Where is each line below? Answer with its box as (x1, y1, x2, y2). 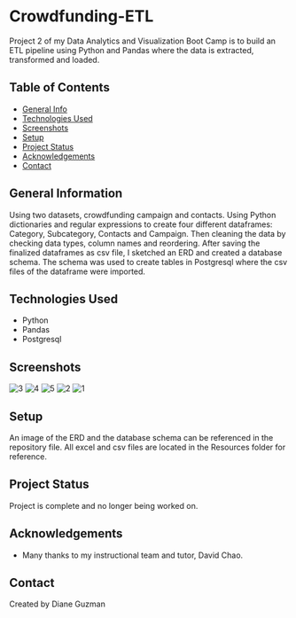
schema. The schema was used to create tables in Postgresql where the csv (9, 256, 288, 267)
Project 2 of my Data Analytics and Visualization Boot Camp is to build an (9, 35, 277, 46)
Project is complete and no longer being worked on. (9, 500, 199, 511)
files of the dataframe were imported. (9, 266, 146, 277)
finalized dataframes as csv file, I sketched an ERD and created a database (9, 246, 283, 258)
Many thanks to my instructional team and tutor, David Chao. (21, 550, 244, 560)
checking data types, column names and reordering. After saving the (9, 238, 261, 248)
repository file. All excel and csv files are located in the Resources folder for (9, 442, 286, 452)
